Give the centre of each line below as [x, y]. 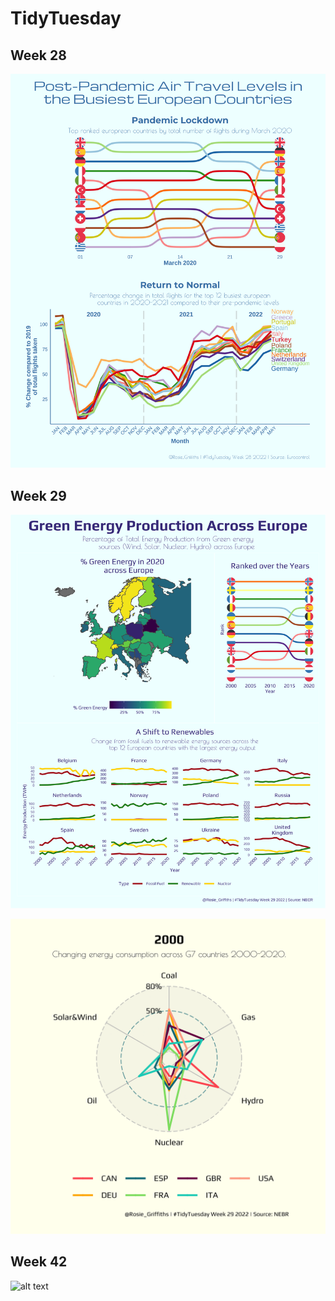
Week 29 [38, 495]
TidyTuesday [66, 18]
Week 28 [38, 55]
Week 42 [39, 1262]
